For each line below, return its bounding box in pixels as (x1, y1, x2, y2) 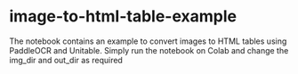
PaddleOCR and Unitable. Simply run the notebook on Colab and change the (9, 45, 289, 55)
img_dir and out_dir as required (9, 54, 123, 65)
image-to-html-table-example (9, 6, 238, 27)
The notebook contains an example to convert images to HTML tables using (9, 36, 287, 46)
